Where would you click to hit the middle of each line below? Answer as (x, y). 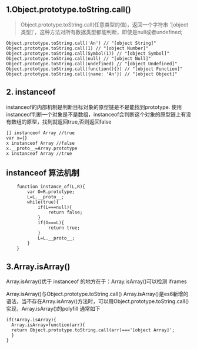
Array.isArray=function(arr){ (48, 325)
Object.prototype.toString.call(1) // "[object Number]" (77, 48)
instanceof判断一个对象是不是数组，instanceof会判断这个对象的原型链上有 (96, 114)
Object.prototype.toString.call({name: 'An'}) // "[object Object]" (92, 74)
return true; (64, 228)
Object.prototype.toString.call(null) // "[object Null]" (79, 58)
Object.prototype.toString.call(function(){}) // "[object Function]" (94, 69)
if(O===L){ (51, 223)
